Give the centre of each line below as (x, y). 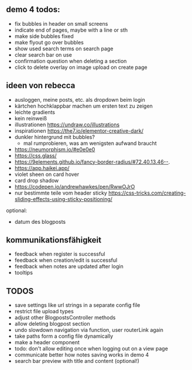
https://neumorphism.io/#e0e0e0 (55, 149)
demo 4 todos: (33, 10)
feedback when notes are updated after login (69, 267)
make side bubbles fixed (44, 36)
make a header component (47, 343)
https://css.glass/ (35, 155)
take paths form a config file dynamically (64, 336)
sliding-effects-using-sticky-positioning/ (64, 199)
